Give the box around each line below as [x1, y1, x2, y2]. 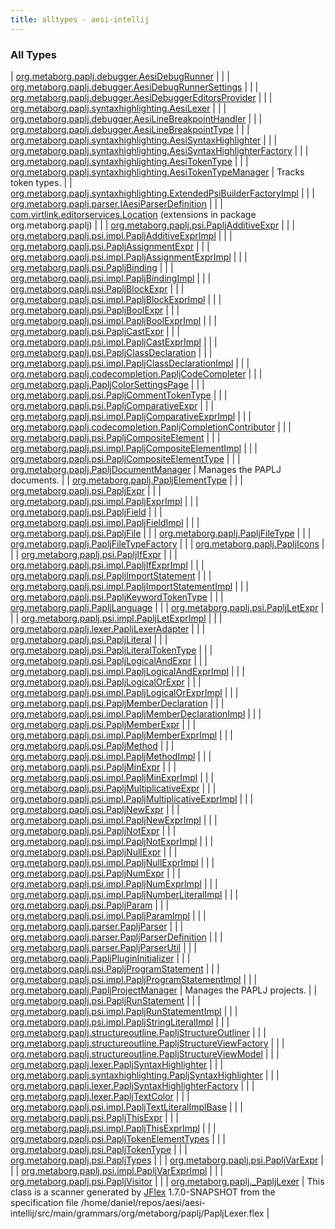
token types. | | [10, 176, 73, 188]
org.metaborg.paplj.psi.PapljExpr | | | [10, 484, 162, 496]
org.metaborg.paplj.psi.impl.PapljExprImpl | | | [10, 495, 199, 507]
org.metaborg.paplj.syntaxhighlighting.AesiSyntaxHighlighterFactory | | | [10, 144, 309, 156]
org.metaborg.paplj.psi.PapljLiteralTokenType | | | [10, 644, 213, 656]
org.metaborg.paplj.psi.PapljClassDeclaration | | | [10, 346, 213, 358]
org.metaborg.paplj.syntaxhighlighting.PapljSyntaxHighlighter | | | [10, 1069, 280, 1081]
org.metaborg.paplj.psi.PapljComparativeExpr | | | [10, 399, 215, 411]
